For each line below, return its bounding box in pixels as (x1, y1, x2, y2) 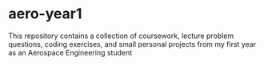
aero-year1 (8, 5, 82, 23)
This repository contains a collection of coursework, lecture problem (8, 31, 234, 40)
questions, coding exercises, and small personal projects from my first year (8, 39, 257, 48)
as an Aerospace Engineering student (8, 48, 133, 57)
